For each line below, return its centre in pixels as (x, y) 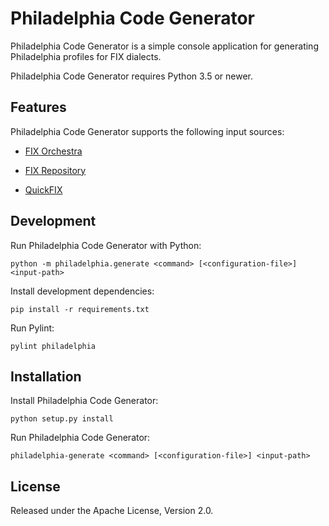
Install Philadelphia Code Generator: (84, 401)
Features (38, 107)
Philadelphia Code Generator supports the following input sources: (147, 131)
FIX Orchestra (53, 151)
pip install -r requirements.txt (80, 309)
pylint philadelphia (53, 346)
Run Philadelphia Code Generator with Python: (106, 245)
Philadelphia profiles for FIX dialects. (86, 56)
